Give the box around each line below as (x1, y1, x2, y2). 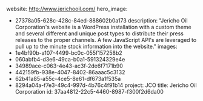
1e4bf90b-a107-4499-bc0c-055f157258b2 (15, 49, 122, 57)
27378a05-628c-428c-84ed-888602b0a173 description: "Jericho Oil (15, 17, 188, 24)
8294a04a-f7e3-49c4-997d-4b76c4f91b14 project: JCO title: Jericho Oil (15, 82, 197, 89)
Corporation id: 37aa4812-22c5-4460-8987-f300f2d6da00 (15, 88, 164, 95)
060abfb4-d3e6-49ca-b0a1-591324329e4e (15, 56, 125, 63)
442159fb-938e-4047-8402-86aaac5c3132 (15, 69, 125, 75)
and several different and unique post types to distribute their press (15, 30, 184, 37)
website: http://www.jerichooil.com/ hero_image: (6, 5, 128, 12)
